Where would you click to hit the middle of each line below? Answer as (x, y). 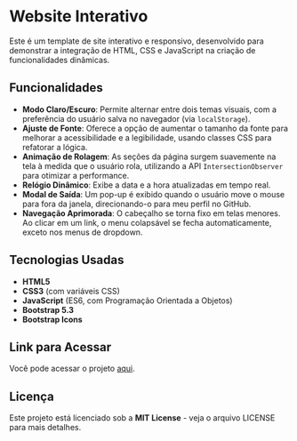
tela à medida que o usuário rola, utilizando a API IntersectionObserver (153, 165)
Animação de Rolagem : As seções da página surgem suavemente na (149, 156)
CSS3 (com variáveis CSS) (71, 291)
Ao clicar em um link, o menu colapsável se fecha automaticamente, (147, 222)
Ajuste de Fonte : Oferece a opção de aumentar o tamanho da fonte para (155, 128)
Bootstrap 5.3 (48, 309)
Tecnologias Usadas (67, 260)
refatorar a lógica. (55, 147)
